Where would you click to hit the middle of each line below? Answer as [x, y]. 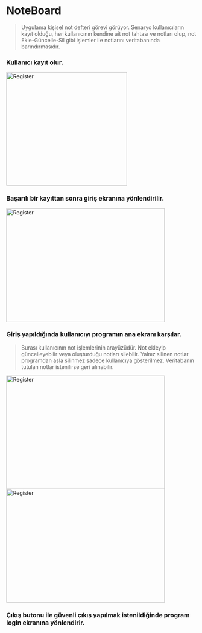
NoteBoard [34, 11]
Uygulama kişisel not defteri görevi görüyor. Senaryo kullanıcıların [103, 27]
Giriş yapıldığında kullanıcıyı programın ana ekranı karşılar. [94, 334]
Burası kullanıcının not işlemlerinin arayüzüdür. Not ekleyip [93, 347]
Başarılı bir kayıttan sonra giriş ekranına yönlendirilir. [85, 199]
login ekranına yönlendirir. [46, 623]
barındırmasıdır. [40, 47]
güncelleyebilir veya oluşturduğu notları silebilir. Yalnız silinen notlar [105, 354]
